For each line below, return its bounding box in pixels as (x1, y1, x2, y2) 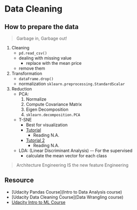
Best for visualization (26, 122, 68, 128)
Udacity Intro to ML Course (11, 199, 66, 205)
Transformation (11, 71, 42, 76)
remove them (18, 65, 45, 71)
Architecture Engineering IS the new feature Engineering (16, 162, 129, 168)
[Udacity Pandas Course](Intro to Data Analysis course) (11, 189, 123, 195)
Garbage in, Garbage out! (16, 35, 67, 41)
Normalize (26, 96, 47, 102)
